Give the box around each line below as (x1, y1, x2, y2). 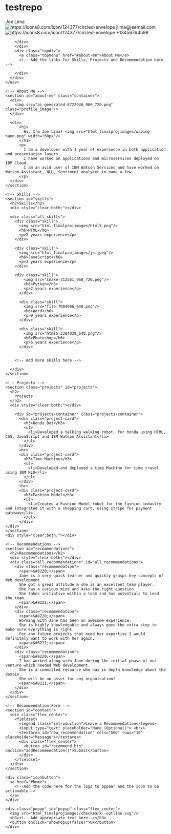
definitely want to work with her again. (5, 636, 95, 641)
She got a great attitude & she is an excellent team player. (18, 582, 155, 587)
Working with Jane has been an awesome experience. (18, 618, 132, 623)
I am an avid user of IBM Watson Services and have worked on (24, 165, 159, 170)
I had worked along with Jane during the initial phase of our (18, 658, 157, 663)
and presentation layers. (5, 151, 60, 156)
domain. (5, 672, 22, 677)
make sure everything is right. (5, 627, 74, 632)
